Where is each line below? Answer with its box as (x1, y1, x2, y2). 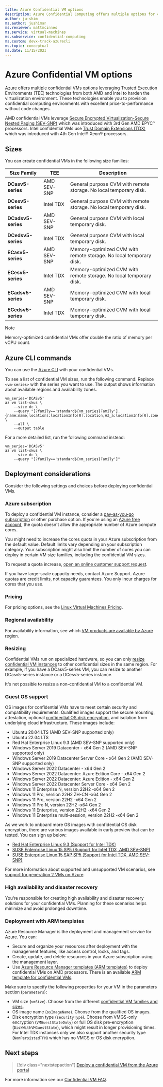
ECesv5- (7, 269, 29, 276)
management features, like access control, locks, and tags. (12, 948, 130, 954)
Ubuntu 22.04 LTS (12, 735, 49, 741)
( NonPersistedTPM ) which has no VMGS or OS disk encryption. (12, 1035, 136, 1041)
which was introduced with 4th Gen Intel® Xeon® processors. (5, 131, 128, 137)
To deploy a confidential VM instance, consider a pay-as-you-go (5, 511, 134, 517)
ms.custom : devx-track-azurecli (5, 39, 70, 44)
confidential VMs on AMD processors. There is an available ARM (12, 969, 142, 975)
